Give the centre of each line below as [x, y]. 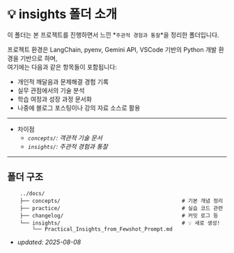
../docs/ [32, 193]
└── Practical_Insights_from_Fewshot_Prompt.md [102, 229]
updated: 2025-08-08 [49, 242]
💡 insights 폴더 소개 [62, 14]
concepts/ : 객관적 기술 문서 [65, 138]
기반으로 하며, [39, 58]
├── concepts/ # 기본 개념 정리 [122, 201]
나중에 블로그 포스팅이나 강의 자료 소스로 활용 [79, 108]
